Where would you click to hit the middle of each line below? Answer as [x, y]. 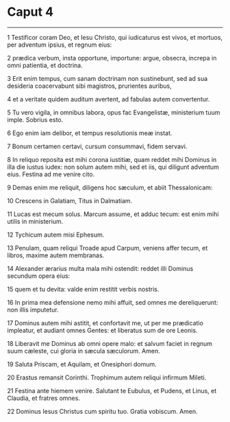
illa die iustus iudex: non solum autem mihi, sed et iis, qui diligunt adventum [113, 167]
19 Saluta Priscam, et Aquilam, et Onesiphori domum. [82, 364]
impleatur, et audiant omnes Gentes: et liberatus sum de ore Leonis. [102, 330]
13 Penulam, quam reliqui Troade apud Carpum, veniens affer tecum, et [107, 248]
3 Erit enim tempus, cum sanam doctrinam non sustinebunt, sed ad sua [107, 78]
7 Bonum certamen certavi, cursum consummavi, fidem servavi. [97, 146]
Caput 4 [30, 12]
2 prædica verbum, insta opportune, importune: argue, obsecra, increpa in [112, 58]
